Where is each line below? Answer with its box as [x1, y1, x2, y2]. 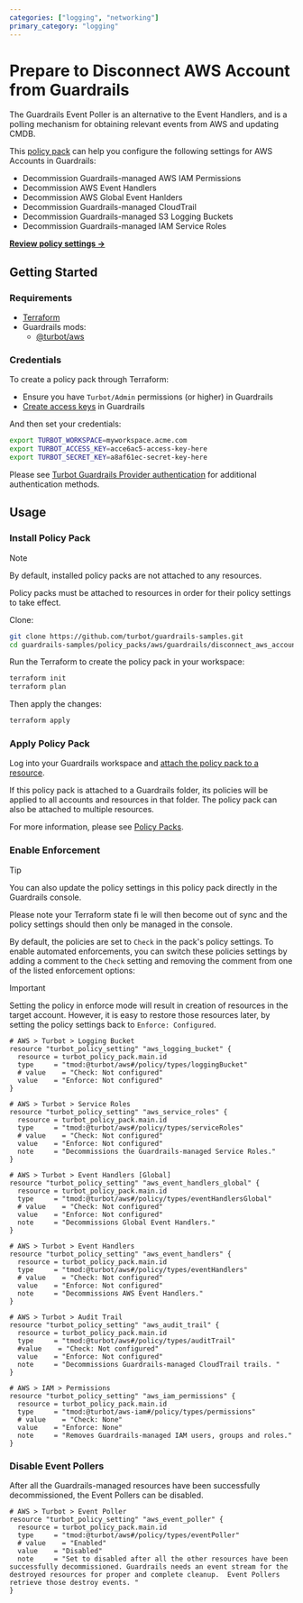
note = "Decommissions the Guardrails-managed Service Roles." [17, 1147, 277, 1156]
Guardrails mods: [22, 322, 87, 333]
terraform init [9, 673, 67, 683]
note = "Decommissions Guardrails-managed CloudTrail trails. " [17, 1360, 280, 1369]
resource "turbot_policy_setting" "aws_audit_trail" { [9, 1320, 220, 1330]
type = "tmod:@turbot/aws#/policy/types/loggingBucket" [17, 1060, 248, 1069]
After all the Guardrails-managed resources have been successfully [9, 1480, 261, 1490]
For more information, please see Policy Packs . [9, 821, 184, 832]
